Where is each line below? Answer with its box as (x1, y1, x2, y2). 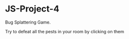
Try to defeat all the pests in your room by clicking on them (5, 28, 124, 34)
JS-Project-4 (5, 3, 60, 14)
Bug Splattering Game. (5, 19, 51, 25)
